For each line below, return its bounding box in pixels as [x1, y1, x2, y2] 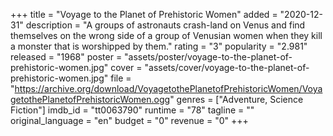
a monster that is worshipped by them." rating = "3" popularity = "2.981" [10, 40, 308, 52]
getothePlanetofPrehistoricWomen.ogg [10, 94, 171, 105]
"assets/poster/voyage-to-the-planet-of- [124, 51, 293, 63]
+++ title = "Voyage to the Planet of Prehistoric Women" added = [10, 9, 278, 20]
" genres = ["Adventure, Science [169, 94, 304, 105]
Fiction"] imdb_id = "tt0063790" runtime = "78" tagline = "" [10, 104, 255, 116]
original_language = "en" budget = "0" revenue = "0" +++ [10, 115, 249, 126]
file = [110, 72, 132, 84]
